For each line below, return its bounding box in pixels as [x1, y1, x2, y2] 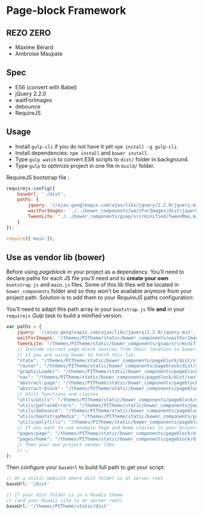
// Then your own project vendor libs [17, 441, 115, 447]
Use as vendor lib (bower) [6, 252, 106, 263]
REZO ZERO [6, 28, 51, 38]
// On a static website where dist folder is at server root [6, 475, 164, 482]
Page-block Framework [6, 4, 126, 18]
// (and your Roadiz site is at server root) [6, 497, 123, 504]
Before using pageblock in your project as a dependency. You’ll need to [6, 268, 184, 275]
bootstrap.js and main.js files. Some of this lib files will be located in [6, 281, 179, 289]
